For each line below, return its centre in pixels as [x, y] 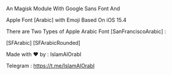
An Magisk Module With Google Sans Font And [63, 9]
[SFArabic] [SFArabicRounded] [43, 43]
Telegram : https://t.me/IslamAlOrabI [51, 66]
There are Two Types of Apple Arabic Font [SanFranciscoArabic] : [86, 31]
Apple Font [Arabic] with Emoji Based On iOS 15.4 [66, 20]
